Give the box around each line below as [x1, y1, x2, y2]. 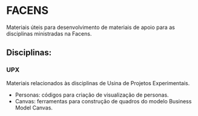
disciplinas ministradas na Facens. [6, 30, 92, 37]
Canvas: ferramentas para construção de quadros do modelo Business [15, 97, 192, 105]
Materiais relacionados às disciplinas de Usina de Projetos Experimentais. [6, 79, 190, 86]
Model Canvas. [15, 104, 53, 111]
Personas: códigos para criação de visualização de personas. [15, 91, 169, 98]
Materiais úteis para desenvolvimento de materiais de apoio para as [6, 24, 176, 31]
